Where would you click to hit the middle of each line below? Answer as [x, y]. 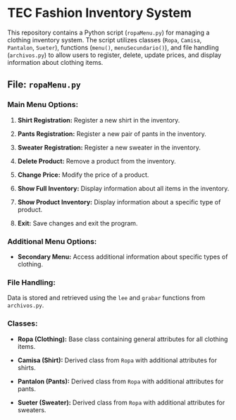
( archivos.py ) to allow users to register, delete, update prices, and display [114, 55]
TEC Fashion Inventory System [99, 13]
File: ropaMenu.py [44, 85]
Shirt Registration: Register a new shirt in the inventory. [99, 120]
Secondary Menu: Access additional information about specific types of [123, 257]
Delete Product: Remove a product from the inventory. [97, 161]
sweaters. [32, 409]
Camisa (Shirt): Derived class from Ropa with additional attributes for [117, 360]
